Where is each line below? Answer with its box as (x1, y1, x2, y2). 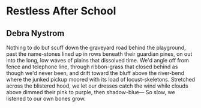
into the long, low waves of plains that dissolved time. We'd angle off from (6, 57, 189, 64)
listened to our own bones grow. (6, 95, 86, 102)
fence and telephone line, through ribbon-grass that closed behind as (6, 63, 178, 70)
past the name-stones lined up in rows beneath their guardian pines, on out (6, 50, 193, 58)
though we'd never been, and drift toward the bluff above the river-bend (6, 70, 185, 76)
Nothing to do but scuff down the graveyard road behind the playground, (6, 44, 186, 51)
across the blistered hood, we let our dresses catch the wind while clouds (6, 82, 188, 89)
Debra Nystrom (6, 28, 65, 38)
